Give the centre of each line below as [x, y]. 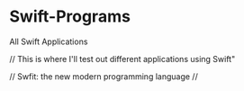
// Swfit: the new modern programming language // [104, 76]
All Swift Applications [49, 41]
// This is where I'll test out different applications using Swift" [122, 59]
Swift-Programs [70, 17]
